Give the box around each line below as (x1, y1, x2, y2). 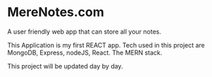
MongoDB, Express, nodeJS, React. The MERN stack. (7, 48, 163, 57)
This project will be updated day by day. (7, 62, 123, 70)
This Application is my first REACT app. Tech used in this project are (7, 41, 206, 49)
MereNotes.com (7, 4, 104, 20)
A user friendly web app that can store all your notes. (7, 27, 162, 36)
